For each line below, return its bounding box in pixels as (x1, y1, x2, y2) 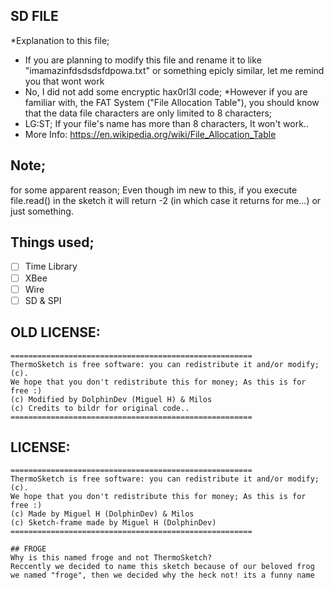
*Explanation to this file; (10, 34, 110, 46)
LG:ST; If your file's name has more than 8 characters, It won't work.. (24, 117, 309, 129)
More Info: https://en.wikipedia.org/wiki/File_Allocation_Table (24, 128, 277, 140)
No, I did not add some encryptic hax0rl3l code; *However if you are (24, 85, 308, 98)
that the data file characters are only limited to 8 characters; (24, 107, 273, 119)
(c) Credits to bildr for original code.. (10, 403, 190, 413)
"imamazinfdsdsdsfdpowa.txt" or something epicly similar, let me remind (24, 64, 325, 76)
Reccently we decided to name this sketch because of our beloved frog (10, 562, 315, 572)
